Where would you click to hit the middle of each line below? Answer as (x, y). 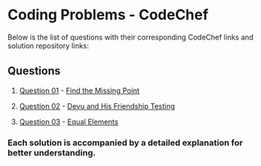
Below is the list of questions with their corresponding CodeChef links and (131, 37)
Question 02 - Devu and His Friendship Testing (97, 106)
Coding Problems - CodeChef (108, 15)
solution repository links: (48, 45)
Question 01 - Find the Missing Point (79, 90)
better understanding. (52, 152)
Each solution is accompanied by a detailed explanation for (125, 143)
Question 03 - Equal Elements (68, 122)
